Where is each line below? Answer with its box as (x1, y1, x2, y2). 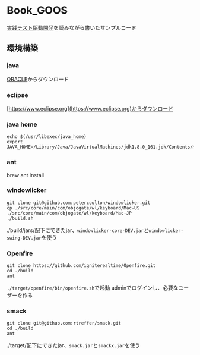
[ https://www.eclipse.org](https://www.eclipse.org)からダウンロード (7, 105, 174, 112)
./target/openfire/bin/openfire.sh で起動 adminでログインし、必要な (7, 284, 179, 291)
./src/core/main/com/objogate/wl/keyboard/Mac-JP (7, 210, 132, 216)
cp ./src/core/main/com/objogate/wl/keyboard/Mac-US (7, 205, 140, 211)
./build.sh (7, 215, 34, 221)
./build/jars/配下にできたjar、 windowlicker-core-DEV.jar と (7, 227, 149, 234)
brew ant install (7, 171, 44, 178)
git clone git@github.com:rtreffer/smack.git (7, 321, 121, 326)
